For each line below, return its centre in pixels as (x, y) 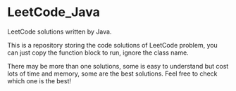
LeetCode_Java (54, 12)
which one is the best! (39, 80)
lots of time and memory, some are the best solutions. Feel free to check (112, 73)
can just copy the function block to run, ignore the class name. (98, 52)
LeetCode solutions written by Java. (60, 31)
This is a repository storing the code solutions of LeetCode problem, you (113, 45)
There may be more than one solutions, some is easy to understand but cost (118, 66)
